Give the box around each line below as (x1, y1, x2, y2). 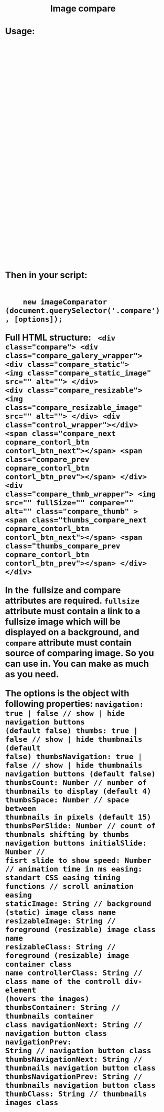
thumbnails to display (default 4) (5, 787, 152, 796)
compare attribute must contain (5, 637, 132, 648)
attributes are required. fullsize (5, 595, 140, 606)
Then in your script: (5, 270, 88, 281)
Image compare (50, 3, 116, 14)
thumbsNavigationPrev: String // (5, 1072, 143, 1081)
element (5, 985, 37, 995)
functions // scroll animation (5, 882, 134, 891)
